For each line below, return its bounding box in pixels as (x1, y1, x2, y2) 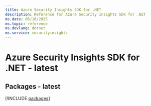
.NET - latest (5, 63, 58, 74)
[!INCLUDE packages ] (5, 96, 50, 101)
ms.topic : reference (5, 21, 48, 26)
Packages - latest (5, 82, 61, 91)
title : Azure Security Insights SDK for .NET (5, 7, 101, 12)
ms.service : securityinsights (5, 30, 68, 35)
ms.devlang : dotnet (5, 26, 46, 31)
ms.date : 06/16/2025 (5, 16, 48, 21)
